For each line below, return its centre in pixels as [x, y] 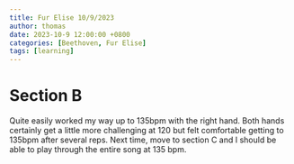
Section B [46, 96]
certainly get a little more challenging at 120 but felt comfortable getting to [147, 131]
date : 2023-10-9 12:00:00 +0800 [70, 34]
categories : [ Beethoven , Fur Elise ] [78, 43]
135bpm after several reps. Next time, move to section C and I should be [143, 140]
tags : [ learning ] [42, 51]
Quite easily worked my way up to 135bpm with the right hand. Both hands [147, 121]
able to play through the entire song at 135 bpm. [98, 150]
